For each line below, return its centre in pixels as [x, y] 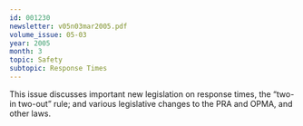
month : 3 [26, 52]
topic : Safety [36, 60]
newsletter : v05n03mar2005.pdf [68, 26]
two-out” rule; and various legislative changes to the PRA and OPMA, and [155, 103]
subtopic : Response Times [58, 69]
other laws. [30, 113]
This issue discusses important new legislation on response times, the [140, 94]
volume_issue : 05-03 [49, 34]
